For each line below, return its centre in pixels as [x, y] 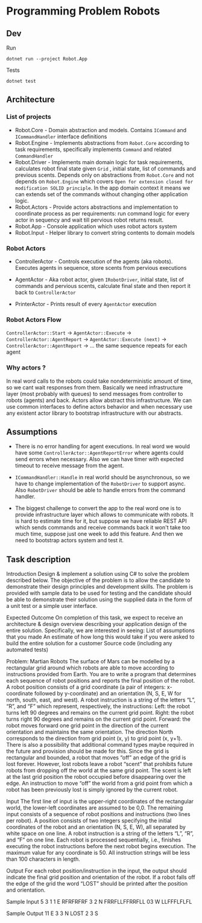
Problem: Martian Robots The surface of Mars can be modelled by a [90, 662]
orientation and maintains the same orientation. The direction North [90, 732]
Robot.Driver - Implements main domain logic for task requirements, [99, 162]
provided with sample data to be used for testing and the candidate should [99, 593]
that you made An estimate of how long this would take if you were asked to [100, 637]
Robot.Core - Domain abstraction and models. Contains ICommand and [101, 130]
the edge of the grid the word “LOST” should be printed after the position [97, 884]
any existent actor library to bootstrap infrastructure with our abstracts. [94, 413]
